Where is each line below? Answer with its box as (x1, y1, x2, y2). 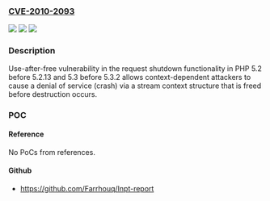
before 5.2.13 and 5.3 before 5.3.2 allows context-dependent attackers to (8, 72, 251, 82)
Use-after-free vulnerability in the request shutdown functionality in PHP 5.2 (8, 63, 263, 73)
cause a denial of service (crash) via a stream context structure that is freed (8, 81, 262, 90)
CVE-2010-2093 (8, 6, 75, 17)
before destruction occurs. (8, 89, 98, 98)
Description (8, 45, 56, 57)
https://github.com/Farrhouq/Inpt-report (19, 183, 154, 193)
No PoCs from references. (8, 147, 95, 157)
